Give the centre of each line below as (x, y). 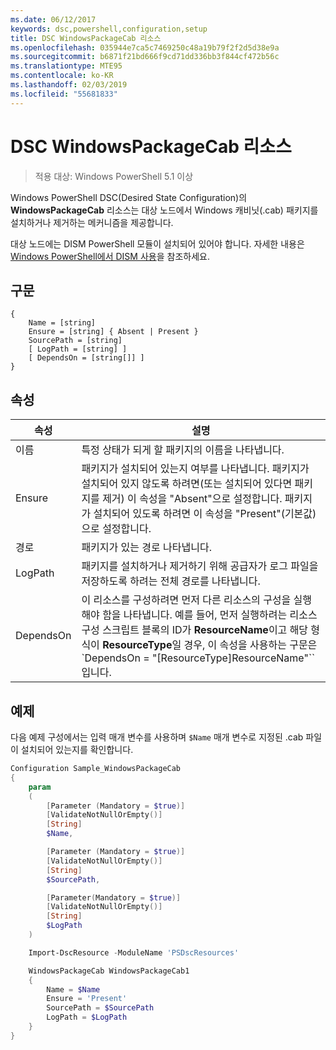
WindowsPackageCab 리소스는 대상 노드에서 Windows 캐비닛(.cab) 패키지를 (164, 210)
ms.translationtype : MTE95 (66, 66)
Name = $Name (73, 989)
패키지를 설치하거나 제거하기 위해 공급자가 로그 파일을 (200, 566)
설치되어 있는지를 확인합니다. (77, 749)
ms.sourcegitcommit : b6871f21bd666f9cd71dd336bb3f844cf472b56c (145, 57)
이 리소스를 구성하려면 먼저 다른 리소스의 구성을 (186, 600)
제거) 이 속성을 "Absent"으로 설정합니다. (192, 499)
